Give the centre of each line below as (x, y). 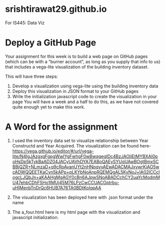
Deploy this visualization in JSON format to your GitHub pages (75, 91)
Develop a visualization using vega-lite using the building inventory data (85, 86)
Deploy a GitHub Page (51, 43)
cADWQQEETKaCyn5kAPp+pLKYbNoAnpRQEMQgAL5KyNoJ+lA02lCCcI (86, 172)
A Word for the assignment (61, 127)
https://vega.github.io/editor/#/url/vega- (53, 151)
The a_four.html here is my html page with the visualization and (76, 212)
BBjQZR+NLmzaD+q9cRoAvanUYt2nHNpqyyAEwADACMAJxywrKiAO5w (86, 167)
